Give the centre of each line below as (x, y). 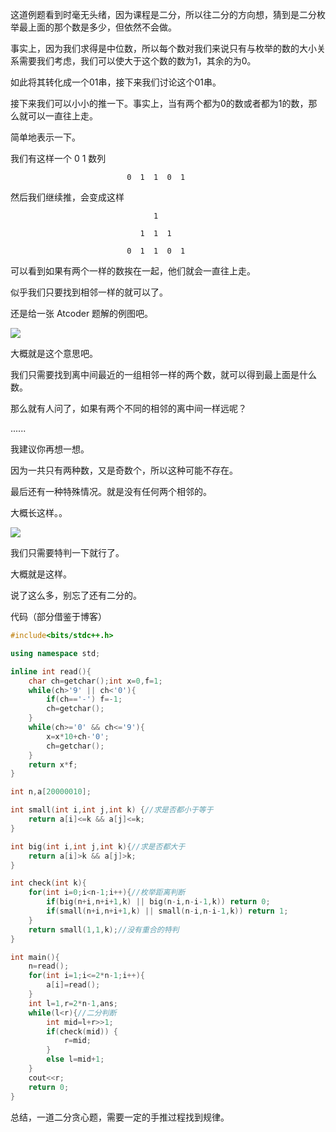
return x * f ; (53, 764)
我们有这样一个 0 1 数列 (58, 158)
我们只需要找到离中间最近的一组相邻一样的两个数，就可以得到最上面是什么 (163, 374)
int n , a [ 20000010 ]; (51, 792)
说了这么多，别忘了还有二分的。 (76, 595)
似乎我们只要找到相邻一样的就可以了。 (89, 292)
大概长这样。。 (39, 512)
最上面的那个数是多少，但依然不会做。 (97, 27)
